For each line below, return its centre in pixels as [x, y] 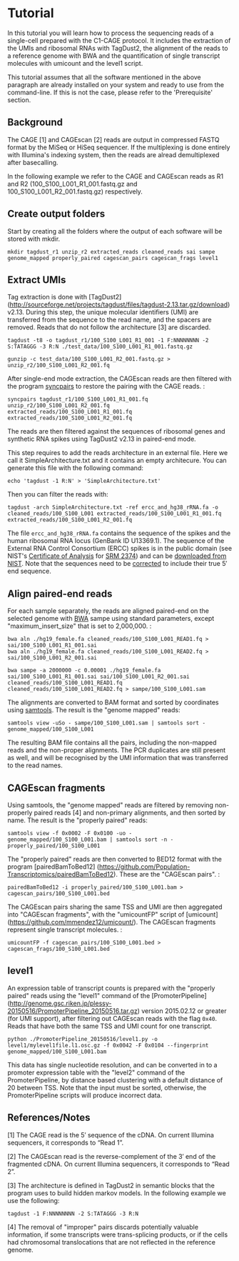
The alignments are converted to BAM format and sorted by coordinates [113, 702]
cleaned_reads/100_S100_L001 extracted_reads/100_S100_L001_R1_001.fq [115, 514]
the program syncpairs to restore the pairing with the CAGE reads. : [106, 387]
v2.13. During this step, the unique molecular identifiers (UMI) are [103, 312]
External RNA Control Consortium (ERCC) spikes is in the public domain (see [120, 549]
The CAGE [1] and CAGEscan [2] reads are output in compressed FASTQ [113, 139]
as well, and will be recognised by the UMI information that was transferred [118, 758]
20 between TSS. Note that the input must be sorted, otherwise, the [107, 1087]
